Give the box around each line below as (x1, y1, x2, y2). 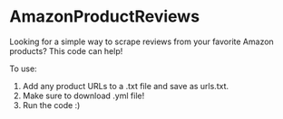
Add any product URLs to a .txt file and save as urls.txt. (22, 80, 229, 91)
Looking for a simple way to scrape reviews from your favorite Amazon (9, 36, 274, 47)
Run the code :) (22, 99, 81, 110)
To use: (9, 63, 38, 74)
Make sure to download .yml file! (22, 90, 145, 101)
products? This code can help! (9, 45, 123, 56)
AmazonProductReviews (9, 6, 200, 27)
